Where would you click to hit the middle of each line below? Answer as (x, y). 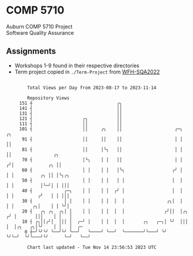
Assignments (31, 51)
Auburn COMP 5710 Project (39, 26)
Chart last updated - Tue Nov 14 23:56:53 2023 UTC (92, 247)
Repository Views (48, 98)
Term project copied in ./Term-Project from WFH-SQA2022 (87, 72)
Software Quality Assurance (40, 32)
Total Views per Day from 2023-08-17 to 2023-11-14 (92, 88)
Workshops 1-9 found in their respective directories (77, 65)
